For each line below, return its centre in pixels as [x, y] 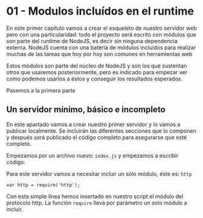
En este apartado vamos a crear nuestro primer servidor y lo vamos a [94, 124]
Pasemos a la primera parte [41, 90]
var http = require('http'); [43, 185]
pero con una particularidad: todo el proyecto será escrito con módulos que [101, 34]
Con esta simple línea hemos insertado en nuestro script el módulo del [95, 196]
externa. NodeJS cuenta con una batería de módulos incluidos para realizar [101, 47]
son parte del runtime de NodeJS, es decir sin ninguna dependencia [92, 41]
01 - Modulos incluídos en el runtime [100, 11]
